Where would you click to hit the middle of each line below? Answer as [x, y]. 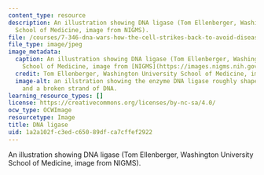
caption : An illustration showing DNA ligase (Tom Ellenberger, [123, 60]
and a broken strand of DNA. [70, 88]
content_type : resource [47, 15]
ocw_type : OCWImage [40, 111]
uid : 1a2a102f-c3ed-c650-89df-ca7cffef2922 [81, 132]
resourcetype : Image [42, 118]
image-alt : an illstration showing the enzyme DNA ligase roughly [126, 81]
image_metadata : [35, 52]
